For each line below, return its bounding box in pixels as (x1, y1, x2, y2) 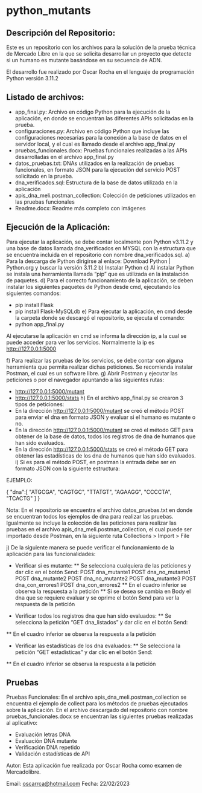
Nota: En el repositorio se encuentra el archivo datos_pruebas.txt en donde (6, 506, 193, 514)
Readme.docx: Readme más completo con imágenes (14, 204, 146, 212)
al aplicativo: (6, 719, 38, 727)
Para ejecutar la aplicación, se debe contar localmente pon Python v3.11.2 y (6, 238, 194, 245)
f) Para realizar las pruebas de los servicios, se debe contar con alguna (6, 357, 183, 364)
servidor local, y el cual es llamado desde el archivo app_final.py (14, 140, 175, 147)
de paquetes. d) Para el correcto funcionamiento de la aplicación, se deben (6, 276, 194, 284)
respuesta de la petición (14, 600, 75, 607)
